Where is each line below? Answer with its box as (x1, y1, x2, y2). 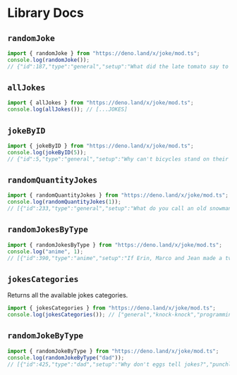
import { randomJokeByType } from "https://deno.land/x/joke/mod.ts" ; (7, 348, 219, 355)
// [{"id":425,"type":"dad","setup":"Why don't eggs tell (7, 361, 181, 368)
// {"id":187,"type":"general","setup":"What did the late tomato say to (7, 63, 229, 70)
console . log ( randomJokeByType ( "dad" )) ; (7, 354, 125, 361)
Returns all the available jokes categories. (7, 291, 128, 300)
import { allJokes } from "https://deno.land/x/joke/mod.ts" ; (7, 99, 194, 106)
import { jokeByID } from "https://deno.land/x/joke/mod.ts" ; (7, 142, 194, 149)
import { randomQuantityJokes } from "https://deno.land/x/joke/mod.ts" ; (7, 192, 229, 199)
